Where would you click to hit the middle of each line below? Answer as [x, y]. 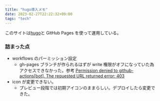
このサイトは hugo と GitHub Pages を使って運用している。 [63, 33]
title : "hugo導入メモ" [26, 9]
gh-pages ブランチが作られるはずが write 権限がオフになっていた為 [87, 64]
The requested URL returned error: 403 [85, 76]
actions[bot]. [32, 76]
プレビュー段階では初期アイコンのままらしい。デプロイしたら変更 [85, 87]
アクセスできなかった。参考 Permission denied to [68, 70]
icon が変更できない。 [34, 82]
